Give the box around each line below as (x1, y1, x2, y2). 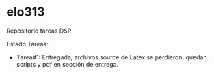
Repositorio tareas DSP (6, 27, 72, 35)
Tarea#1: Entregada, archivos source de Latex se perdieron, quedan (16, 52, 207, 61)
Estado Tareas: (6, 40, 49, 48)
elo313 (6, 4, 45, 20)
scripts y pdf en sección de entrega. (16, 60, 119, 68)
